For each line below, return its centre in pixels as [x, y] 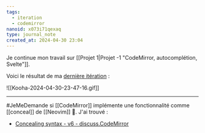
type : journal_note [31, 35]
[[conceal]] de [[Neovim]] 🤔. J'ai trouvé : [57, 112]
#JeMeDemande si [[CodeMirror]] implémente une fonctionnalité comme [98, 105]
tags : [13, 12]
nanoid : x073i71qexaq [34, 29]
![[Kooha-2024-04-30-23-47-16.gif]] [53, 88]
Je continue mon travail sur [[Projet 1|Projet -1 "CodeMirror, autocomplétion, [102, 58]
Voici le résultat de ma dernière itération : [58, 76]
